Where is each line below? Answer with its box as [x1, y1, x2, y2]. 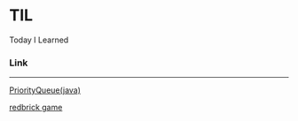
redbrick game [9, 102, 63, 113]
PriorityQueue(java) [9, 85, 82, 95]
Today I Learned [9, 34, 69, 45]
